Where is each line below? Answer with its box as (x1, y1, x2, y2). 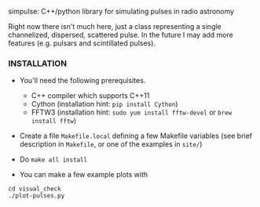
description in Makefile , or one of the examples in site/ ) (19, 140, 203, 149)
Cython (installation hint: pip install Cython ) (31, 100, 178, 109)
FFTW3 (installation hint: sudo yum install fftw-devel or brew (31, 107, 233, 117)
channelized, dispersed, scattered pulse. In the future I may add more (8, 31, 233, 39)
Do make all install (19, 154, 88, 164)
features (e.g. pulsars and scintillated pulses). (8, 38, 156, 48)
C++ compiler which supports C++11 (31, 91, 150, 100)
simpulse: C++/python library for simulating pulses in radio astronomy (8, 7, 234, 16)
